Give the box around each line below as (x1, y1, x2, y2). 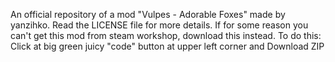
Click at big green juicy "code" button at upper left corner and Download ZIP (10, 40, 325, 52)
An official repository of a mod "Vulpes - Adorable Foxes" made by (10, 9, 286, 20)
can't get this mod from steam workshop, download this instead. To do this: (10, 30, 322, 41)
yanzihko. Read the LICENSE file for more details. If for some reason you (10, 19, 309, 31)
